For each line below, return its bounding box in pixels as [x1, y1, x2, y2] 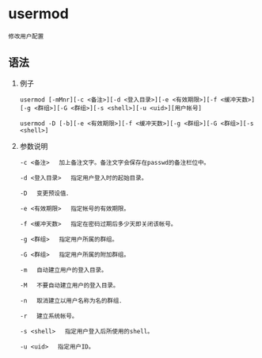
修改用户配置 [8, 32, 44, 40]
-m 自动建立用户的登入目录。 [19, 266, 108, 274]
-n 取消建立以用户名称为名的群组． [19, 296, 125, 305]
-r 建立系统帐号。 [19, 312, 78, 320]
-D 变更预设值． [19, 189, 73, 197]
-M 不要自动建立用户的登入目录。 [19, 281, 120, 289]
